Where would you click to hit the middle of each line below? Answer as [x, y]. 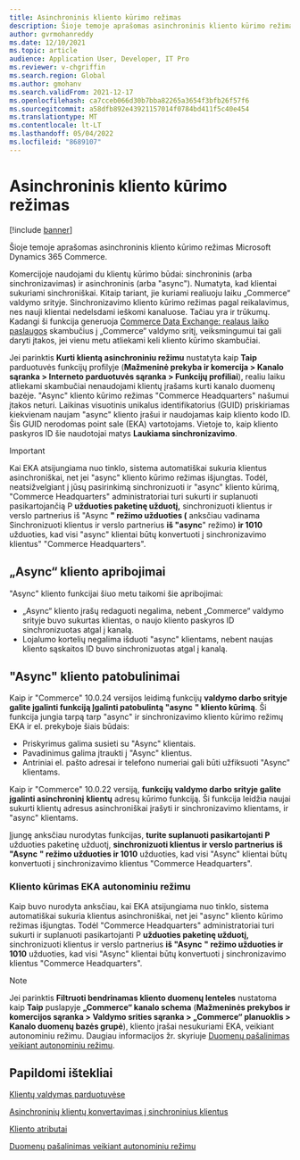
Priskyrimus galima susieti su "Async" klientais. [109, 744]
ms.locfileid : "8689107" [55, 142]
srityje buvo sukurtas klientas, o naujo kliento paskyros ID [128, 620]
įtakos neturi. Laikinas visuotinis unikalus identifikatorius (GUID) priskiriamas [150, 405]
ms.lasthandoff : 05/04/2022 [62, 134]
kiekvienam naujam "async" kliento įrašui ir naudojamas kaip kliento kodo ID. [150, 414]
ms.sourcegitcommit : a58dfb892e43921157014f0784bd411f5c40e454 [129, 109]
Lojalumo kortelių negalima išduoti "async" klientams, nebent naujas [148, 639]
